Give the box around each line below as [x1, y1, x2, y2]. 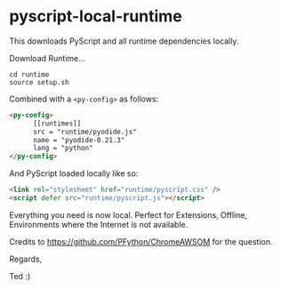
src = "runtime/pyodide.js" [32, 127, 138, 136]
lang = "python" [32, 144, 93, 153]
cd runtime [9, 69, 50, 79]
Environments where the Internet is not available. [9, 219, 189, 230]
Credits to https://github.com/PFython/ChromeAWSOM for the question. [9, 236, 273, 246]
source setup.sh [9, 77, 69, 86]
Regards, [9, 254, 43, 264]
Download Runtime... [9, 52, 86, 63]
